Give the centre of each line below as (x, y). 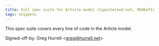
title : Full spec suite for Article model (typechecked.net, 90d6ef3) (80, 10)
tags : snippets (21, 14)
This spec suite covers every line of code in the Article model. (69, 28)
